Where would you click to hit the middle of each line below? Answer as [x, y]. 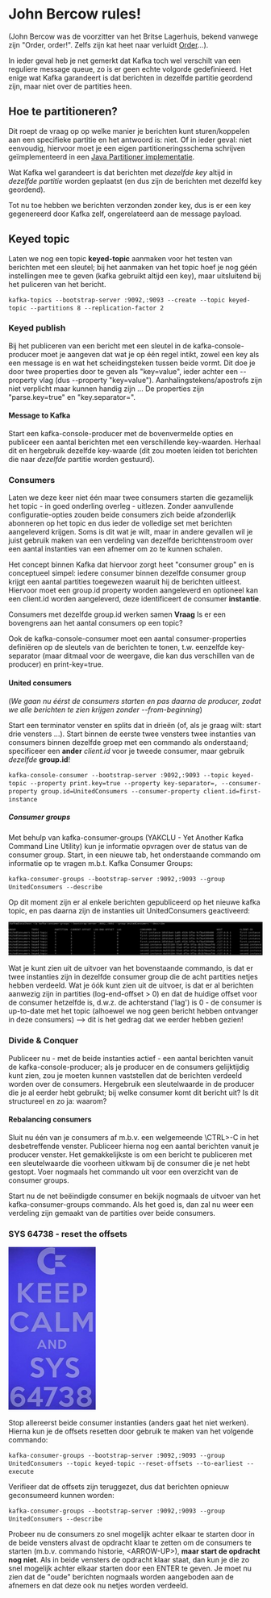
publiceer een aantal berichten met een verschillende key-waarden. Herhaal [134, 442]
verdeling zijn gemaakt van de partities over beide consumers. [112, 1213]
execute [21, 1472]
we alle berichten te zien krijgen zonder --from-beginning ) [106, 710]
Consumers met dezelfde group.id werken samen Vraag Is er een [117, 614]
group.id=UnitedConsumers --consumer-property [120, 791]
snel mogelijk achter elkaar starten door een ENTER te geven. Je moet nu [130, 1568]
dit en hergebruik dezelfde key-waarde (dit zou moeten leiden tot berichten [133, 451]
